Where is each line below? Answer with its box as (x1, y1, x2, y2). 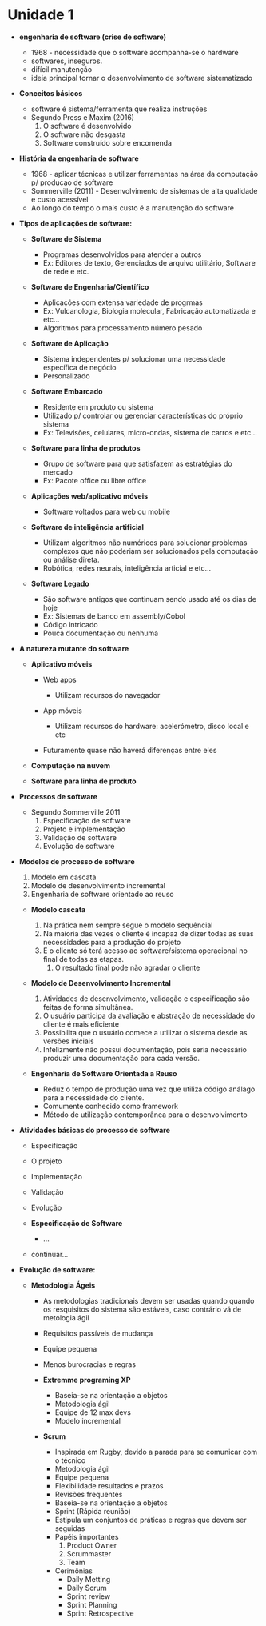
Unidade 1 (7, 6, 74, 24)
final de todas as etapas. (42, 954, 125, 963)
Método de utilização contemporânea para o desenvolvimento (42, 1110, 248, 1119)
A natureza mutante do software (18, 643, 129, 653)
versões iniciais (42, 1036, 94, 1046)
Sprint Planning (66, 1600, 117, 1609)
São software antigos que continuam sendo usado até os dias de (42, 594, 257, 603)
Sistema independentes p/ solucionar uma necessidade (42, 354, 226, 363)
